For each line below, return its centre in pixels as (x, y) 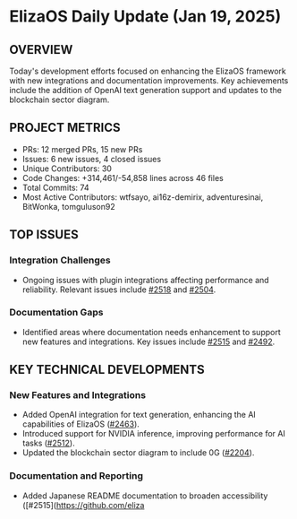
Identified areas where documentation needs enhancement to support (151, 332)
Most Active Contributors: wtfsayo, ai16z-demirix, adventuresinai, (143, 197)
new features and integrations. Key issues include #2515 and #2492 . (148, 342)
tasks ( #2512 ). (48, 443)
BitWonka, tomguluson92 (68, 206)
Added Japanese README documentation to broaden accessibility (145, 496)
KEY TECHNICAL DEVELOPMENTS (107, 370)
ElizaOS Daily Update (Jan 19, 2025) (145, 17)
